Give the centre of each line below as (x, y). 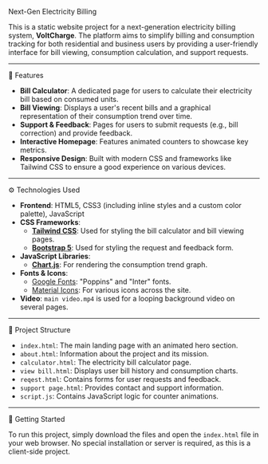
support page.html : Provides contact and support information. (122, 387)
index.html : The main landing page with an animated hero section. (129, 345)
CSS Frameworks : (50, 222)
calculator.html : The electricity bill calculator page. (105, 362)
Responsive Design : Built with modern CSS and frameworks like (126, 158)
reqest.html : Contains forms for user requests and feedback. (120, 379)
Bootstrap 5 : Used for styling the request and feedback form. (132, 248)
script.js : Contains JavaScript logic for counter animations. (119, 396)
